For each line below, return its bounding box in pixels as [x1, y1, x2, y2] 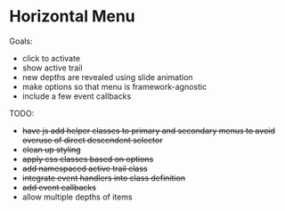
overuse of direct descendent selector [21, 134, 163, 145]
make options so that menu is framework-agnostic [21, 81, 208, 92]
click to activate [21, 53, 81, 63]
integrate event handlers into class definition [21, 172, 185, 183]
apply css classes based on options [21, 153, 154, 164]
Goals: [9, 36, 33, 46]
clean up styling [21, 144, 82, 155]
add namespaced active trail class [21, 163, 148, 174]
